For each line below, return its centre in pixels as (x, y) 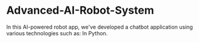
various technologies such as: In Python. (57, 33)
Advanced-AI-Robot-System (80, 10)
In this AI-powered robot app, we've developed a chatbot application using (99, 27)
